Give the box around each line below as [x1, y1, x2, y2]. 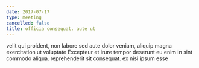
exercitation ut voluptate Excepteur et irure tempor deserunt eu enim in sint [6, 49, 193, 56]
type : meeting [6, 14, 42, 20]
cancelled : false [6, 20, 50, 26]
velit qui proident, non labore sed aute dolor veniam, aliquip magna [6, 42, 172, 49]
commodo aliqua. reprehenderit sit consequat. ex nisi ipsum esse [6, 55, 168, 62]
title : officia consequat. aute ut [6, 25, 96, 32]
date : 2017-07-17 [6, 8, 50, 15]
